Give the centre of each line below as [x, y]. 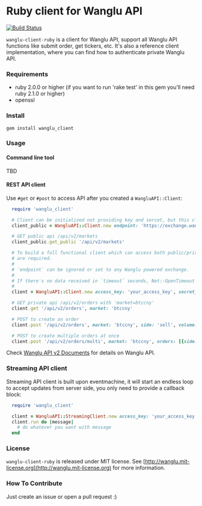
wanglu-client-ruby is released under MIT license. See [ [76, 461]
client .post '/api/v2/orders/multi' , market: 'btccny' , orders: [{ [98, 341]
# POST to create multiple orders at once [66, 336]
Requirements [27, 74]
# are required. [32, 259]
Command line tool [30, 158]
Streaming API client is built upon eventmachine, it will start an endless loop [100, 381]
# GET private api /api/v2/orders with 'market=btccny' [83, 303]
